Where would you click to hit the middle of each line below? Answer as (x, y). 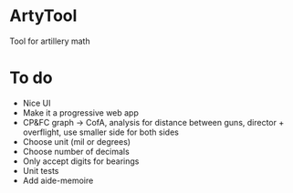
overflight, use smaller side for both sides (101, 132)
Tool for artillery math (50, 41)
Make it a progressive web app (81, 112)
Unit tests (41, 170)
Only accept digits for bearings (81, 161)
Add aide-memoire (58, 180)
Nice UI (37, 103)
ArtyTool (43, 16)
